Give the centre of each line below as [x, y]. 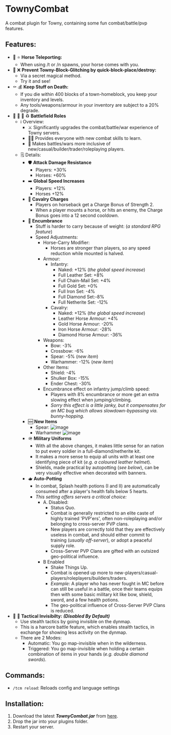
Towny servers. [44, 133]
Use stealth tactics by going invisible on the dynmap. [76, 621]
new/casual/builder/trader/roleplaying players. [76, 149]
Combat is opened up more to [82, 573]
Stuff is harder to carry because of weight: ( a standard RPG [98, 226]
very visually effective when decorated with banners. [91, 473]
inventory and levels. [42, 100]
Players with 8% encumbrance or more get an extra [105, 394]
